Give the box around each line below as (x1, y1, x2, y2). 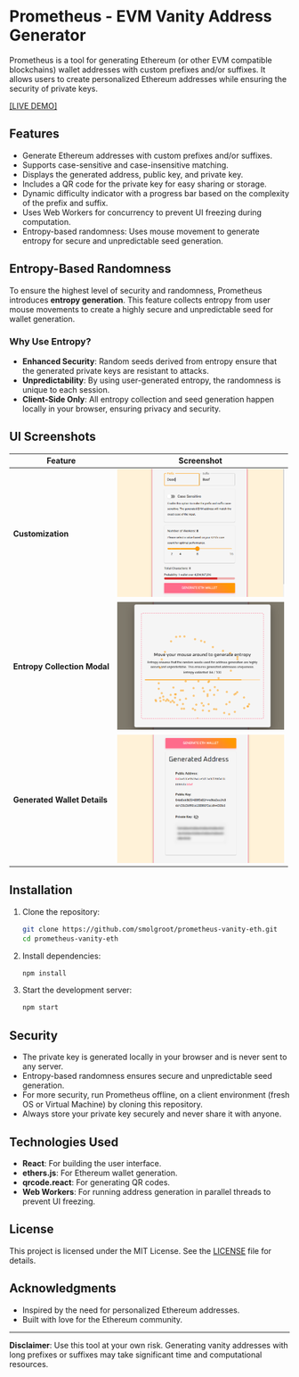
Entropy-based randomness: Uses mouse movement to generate (21, 226, 260, 236)
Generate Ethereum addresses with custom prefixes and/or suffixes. (21, 150, 273, 161)
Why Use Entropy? (9, 336, 92, 348)
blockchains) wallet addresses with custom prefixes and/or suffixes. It (9, 64, 266, 75)
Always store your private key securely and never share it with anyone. (21, 1108, 282, 1119)
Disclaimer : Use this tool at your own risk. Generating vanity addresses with (9, 1340, 289, 1350)
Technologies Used (9, 1134, 118, 1149)
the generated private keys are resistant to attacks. (21, 365, 209, 376)
